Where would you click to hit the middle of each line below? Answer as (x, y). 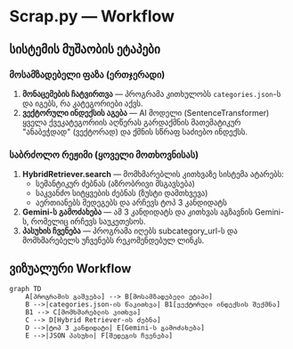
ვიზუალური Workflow (70, 268)
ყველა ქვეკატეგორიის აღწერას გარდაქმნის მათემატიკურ (131, 122)
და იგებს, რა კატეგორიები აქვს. (82, 103)
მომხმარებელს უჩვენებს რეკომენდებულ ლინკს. (113, 240)
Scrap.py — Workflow (92, 16)
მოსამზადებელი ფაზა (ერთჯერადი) (87, 75)
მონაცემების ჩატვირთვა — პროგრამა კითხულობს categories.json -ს (151, 93)
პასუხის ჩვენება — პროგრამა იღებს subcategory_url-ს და (130, 231)
